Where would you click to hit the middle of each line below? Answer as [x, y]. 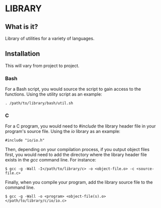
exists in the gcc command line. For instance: [51, 160]
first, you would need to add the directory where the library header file [76, 155]
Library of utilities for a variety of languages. [50, 38]
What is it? [22, 27]
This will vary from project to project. [42, 65]
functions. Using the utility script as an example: [54, 94]
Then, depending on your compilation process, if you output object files [77, 150]
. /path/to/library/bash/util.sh [39, 104]
